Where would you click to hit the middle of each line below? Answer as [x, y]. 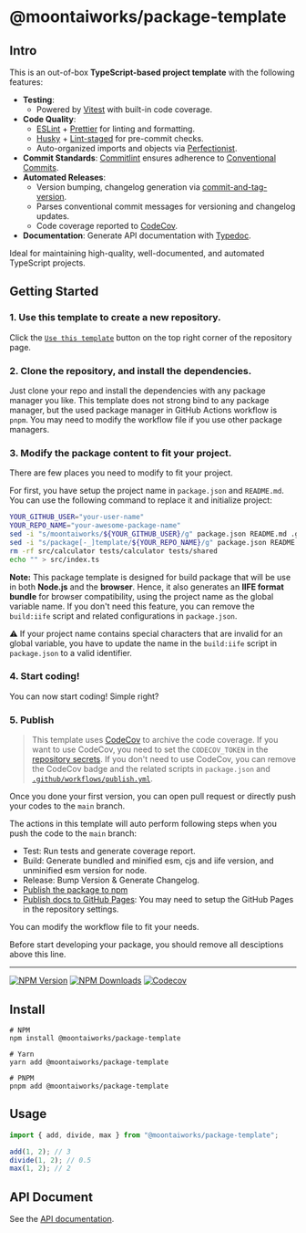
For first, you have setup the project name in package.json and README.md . [147, 491]
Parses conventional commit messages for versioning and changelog [166, 206]
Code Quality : [49, 119]
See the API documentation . [62, 1219]
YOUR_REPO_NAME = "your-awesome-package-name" [95, 526]
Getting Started [54, 292]
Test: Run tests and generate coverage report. [109, 852]
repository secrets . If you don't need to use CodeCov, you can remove [163, 759]
